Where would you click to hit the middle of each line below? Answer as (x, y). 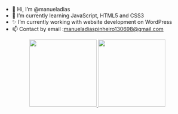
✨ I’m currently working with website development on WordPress (92, 22)
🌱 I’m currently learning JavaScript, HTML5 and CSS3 (78, 16)
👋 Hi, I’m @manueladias (41, 9)
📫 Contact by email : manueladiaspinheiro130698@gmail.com (88, 29)
